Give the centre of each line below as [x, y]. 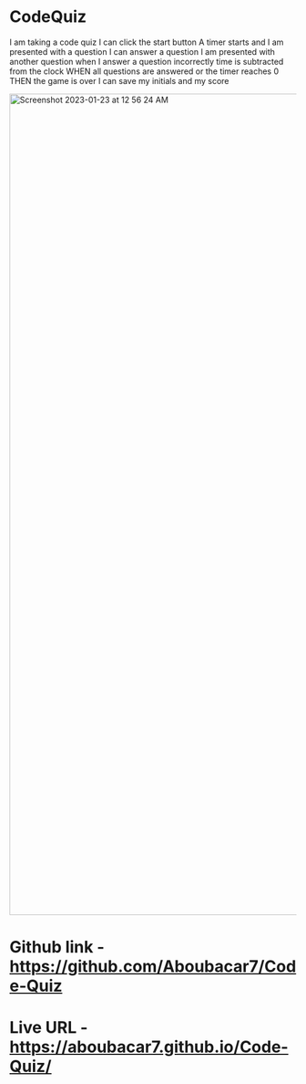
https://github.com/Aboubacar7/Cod [153, 967]
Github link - [57, 947]
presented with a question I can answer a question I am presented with [143, 51]
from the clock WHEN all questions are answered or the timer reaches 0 [144, 71]
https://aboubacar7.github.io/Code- [149, 1047]
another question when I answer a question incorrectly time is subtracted [147, 61]
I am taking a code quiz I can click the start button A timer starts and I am [147, 42]
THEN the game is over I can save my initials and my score [119, 80]
